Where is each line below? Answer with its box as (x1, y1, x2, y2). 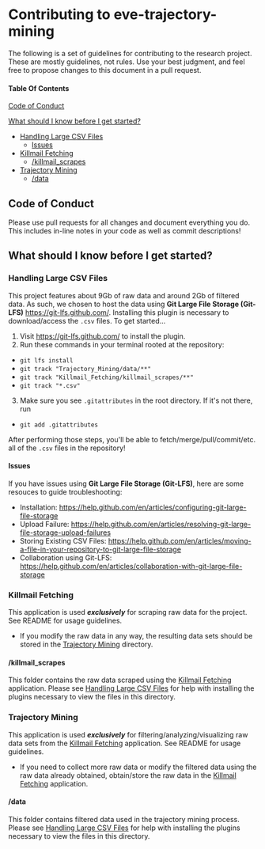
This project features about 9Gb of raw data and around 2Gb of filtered (8, 290, 240, 300)
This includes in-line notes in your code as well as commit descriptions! (8, 226, 241, 235)
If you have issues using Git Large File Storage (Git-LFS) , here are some (8, 479, 244, 488)
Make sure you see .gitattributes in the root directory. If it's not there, (19, 396, 253, 405)
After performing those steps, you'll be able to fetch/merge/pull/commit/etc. (8, 434, 256, 444)
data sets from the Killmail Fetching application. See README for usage (8, 738, 241, 748)
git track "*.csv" (19, 381, 81, 389)
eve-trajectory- (113, 6, 218, 24)
